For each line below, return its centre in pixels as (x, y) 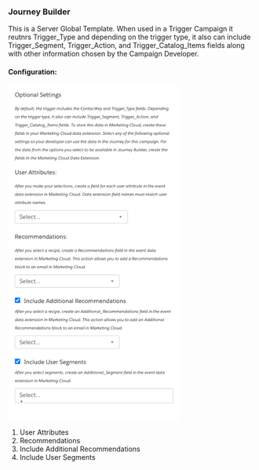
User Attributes (44, 432)
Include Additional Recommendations (80, 449)
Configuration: (33, 71)
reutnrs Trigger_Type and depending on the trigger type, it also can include (129, 37)
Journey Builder (39, 12)
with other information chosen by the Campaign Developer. (104, 54)
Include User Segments (57, 457)
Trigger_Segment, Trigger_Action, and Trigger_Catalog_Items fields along (126, 46)
